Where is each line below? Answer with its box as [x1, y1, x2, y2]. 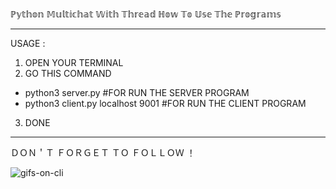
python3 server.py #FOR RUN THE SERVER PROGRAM [24, 87, 250, 98]
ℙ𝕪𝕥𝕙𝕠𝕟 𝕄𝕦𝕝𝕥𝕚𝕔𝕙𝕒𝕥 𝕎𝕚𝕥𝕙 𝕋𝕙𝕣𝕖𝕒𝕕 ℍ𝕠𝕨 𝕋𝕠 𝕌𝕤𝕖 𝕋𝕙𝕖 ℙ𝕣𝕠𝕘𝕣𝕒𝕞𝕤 [10, 8, 282, 20]
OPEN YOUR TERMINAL [24, 57, 124, 68]
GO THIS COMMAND [24, 68, 112, 79]
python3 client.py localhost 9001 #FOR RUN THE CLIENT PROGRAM [24, 98, 307, 109]
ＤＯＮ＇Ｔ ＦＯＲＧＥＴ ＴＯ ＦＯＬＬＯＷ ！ [10, 147, 196, 158]
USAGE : [10, 38, 46, 49]
